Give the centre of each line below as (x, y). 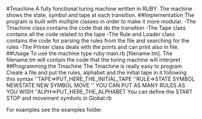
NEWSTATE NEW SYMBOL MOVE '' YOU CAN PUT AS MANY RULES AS (96, 85)
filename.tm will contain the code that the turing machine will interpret (93, 60)
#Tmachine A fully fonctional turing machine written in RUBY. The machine (99, 9)
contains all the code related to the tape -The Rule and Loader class (91, 34)
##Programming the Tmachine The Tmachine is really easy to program (94, 66)
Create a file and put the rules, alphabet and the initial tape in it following (96, 72)
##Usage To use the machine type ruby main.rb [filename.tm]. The (90, 53)
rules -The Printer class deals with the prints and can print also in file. (93, 47)
